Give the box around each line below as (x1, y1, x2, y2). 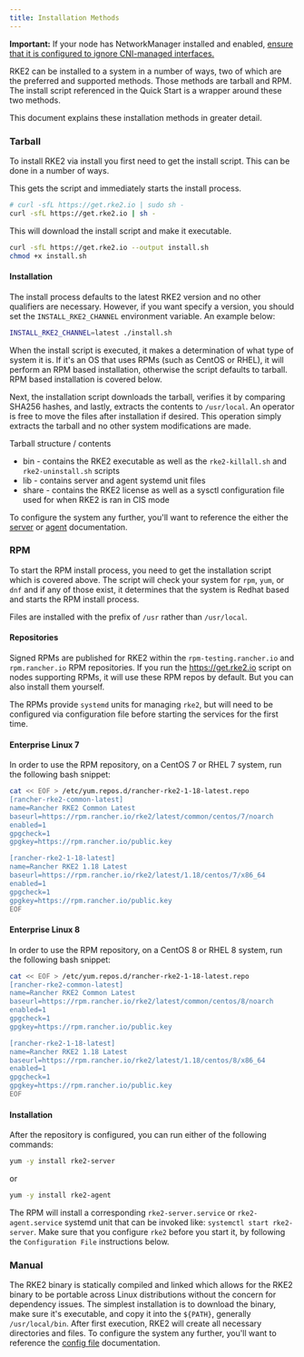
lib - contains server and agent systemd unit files (22, 475, 206, 486)
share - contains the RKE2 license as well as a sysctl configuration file (22, 484, 285, 496)
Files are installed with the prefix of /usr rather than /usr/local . (9, 611, 248, 622)
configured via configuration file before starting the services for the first (9, 709, 279, 719)
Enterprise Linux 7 (9, 739, 80, 750)
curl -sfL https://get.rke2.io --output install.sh (9, 243, 209, 252)
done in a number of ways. (9, 165, 110, 176)
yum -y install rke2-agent (9, 1191, 112, 1200)
